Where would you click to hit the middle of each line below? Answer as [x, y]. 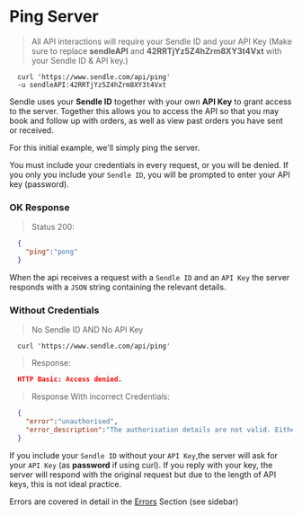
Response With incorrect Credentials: [101, 396]
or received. [31, 130]
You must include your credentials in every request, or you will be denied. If [149, 164]
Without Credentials [54, 310]
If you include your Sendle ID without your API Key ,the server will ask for [144, 455]
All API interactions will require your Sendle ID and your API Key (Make [161, 41]
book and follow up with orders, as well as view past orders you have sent [146, 120]
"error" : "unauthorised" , [72, 421]
